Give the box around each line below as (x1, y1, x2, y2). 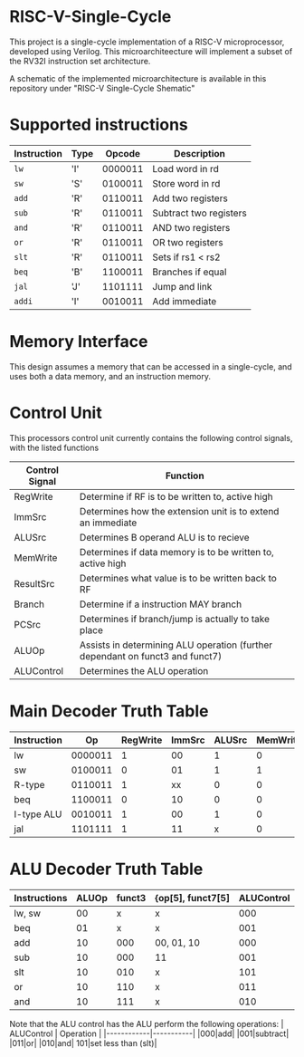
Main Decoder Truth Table (9, 700, 210, 721)
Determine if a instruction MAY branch (80, 598, 242, 610)
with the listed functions (9, 442, 100, 453)
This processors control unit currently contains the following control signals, (9, 432, 293, 443)
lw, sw (14, 907, 42, 919)
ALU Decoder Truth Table (9, 859, 204, 879)
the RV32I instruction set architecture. (9, 55, 151, 66)
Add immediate (152, 294, 217, 307)
